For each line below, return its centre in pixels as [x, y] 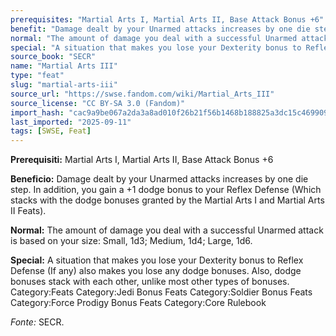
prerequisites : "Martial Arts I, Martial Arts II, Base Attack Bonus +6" [167, 19]
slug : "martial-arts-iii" [64, 85]
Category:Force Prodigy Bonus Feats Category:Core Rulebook [138, 303]
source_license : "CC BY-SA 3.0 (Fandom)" [98, 103]
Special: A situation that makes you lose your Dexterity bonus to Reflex [157, 260]
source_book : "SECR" [53, 57]
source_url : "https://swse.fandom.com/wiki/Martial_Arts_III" [142, 94]
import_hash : [37, 112]
